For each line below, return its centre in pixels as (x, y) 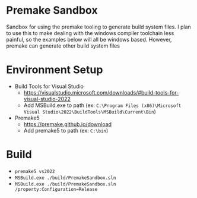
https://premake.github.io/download (67, 124)
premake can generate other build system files (63, 46)
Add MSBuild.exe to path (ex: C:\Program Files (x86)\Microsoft (102, 105)
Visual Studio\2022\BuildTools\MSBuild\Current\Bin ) (90, 111)
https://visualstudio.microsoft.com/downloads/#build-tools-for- (101, 92)
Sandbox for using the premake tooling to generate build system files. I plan (99, 27)
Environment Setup (55, 70)
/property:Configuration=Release (56, 189)
